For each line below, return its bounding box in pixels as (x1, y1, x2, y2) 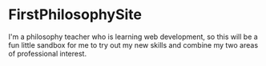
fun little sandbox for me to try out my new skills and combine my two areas (8, 40, 259, 49)
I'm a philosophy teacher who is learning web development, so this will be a (8, 32, 258, 41)
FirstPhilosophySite (8, 6, 143, 24)
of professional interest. (8, 49, 87, 58)
